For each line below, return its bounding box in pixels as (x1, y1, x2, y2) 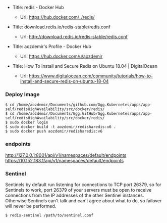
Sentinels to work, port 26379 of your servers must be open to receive (5, 187, 152, 193)
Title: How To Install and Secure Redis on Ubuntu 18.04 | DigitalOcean (12, 63, 158, 69)
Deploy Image (5, 91, 40, 98)
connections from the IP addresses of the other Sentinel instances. (5, 192, 144, 198)
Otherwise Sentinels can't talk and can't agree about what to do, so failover (5, 197, 162, 204)
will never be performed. (5, 203, 57, 209)
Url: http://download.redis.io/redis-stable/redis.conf (20, 34, 128, 39)
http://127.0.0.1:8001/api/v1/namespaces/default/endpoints (5, 152, 127, 158)
